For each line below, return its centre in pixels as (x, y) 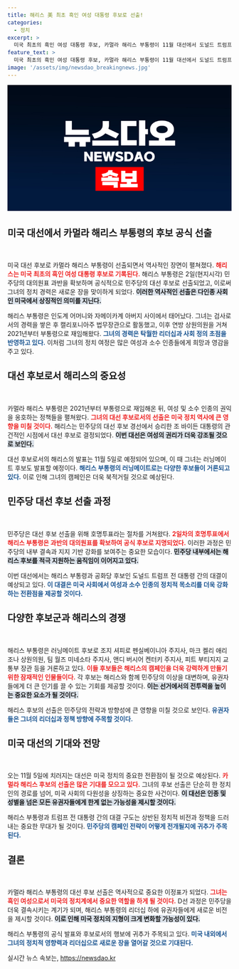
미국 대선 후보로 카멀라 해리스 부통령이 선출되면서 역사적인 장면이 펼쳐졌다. (111, 265)
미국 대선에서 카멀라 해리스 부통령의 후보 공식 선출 (110, 232)
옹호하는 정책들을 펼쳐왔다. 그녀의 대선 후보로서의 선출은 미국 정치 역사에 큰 (118, 417)
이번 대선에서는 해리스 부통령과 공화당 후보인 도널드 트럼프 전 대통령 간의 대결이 (117, 575)
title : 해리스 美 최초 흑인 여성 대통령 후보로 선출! (75, 15)
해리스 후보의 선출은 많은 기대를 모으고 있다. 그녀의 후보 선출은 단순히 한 (119, 785)
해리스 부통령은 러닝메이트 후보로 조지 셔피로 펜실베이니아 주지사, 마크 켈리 (111, 650)
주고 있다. (21, 352)
